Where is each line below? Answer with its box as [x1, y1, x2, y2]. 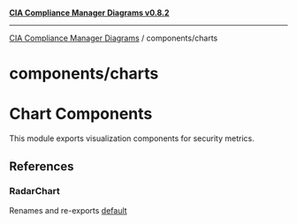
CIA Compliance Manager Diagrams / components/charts [9, 33, 218, 43]
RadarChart [9, 185, 60, 198]
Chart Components [9, 104, 153, 124]
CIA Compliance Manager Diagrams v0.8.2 [9, 8, 170, 18]
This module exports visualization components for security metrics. [9, 133, 255, 144]
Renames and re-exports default [9, 205, 127, 215]
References [9, 159, 74, 174]
